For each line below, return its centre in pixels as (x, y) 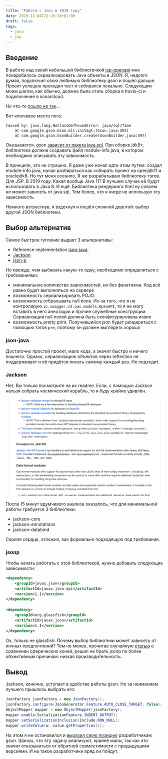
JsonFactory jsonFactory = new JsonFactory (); (55, 699)
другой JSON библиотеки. (33, 212)
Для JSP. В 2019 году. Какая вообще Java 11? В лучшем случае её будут (82, 181)
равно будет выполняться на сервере (53, 290)
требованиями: (22, 275)
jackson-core (26, 519)
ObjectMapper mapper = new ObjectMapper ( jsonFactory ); (64, 710)
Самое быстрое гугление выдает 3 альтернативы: (59, 239)
